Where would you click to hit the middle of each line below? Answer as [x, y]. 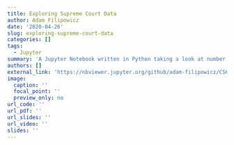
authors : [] [24, 66]
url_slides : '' [29, 117]
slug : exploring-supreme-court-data [60, 33]
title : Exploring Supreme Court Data [62, 14]
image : [17, 78]
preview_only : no [39, 98]
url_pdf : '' [24, 111]
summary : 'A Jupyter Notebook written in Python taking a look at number [117, 59]
